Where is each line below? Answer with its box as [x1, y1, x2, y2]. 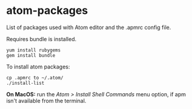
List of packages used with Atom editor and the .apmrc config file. [6, 24, 171, 31]
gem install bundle [6, 52, 56, 58]
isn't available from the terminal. [6, 97, 87, 104]
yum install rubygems [6, 47, 61, 53]
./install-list [6, 80, 45, 86]
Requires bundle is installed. [6, 35, 77, 42]
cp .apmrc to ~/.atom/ [6, 74, 64, 81]
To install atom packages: [6, 63, 70, 70]
